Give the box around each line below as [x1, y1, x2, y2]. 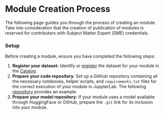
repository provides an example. [12, 89, 77, 95]
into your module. [12, 104, 48, 111]
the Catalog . [12, 68, 37, 74]
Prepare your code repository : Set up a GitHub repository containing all [12, 73, 158, 79]
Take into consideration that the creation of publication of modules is [5, 24, 144, 30]
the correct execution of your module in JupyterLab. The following [12, 84, 146, 90]
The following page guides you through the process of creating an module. [5, 20, 156, 25]
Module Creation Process [5, 3, 111, 15]
